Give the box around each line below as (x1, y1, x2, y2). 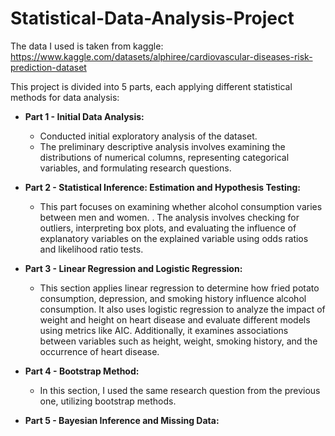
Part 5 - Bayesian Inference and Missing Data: (24, 414, 220, 426)
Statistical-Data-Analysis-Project (10, 7, 295, 30)
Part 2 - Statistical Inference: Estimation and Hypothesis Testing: (24, 181, 301, 193)
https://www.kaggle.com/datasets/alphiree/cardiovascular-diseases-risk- (10, 50, 313, 62)
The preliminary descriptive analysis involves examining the (39, 140, 286, 152)
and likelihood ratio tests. (39, 243, 144, 255)
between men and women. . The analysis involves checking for (39, 211, 300, 223)
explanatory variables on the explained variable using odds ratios (39, 232, 309, 244)
